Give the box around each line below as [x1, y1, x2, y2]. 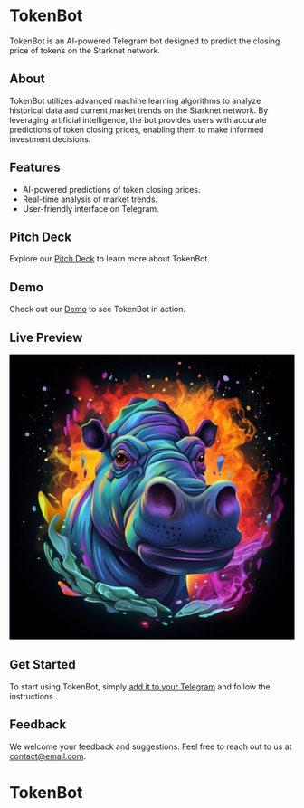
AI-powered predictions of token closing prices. [22, 184, 201, 195]
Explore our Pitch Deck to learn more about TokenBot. [9, 253, 211, 264]
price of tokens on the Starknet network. [9, 44, 161, 55]
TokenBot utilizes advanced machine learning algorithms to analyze [9, 95, 261, 106]
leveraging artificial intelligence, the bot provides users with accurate [9, 114, 267, 125]
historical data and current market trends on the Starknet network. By [9, 105, 269, 116]
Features [9, 160, 61, 176]
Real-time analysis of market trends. [22, 194, 158, 204]
